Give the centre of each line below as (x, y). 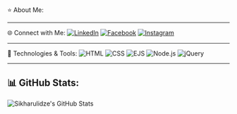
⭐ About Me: (26, 10)
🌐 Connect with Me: (36, 33)
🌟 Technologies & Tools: (42, 53)
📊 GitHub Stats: (43, 83)
